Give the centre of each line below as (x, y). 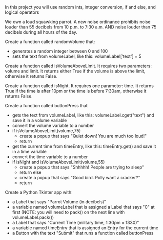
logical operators (22, 12)
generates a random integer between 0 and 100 (60, 51)
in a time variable (29, 152)
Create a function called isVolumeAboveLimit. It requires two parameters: (79, 66)
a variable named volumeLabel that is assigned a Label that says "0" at (83, 207)
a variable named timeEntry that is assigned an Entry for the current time (85, 228)
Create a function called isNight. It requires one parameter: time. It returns (79, 86)
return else (30, 172)
